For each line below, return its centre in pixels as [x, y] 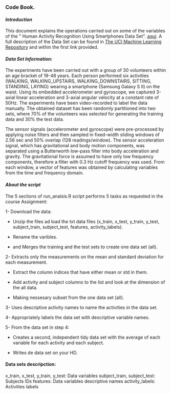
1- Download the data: [29, 211]
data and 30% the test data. [35, 120]
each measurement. [26, 262]
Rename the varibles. [35, 237]
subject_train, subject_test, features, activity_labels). [68, 227]
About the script [23, 184]
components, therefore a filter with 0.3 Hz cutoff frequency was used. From [85, 162]
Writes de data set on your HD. [45, 352]
